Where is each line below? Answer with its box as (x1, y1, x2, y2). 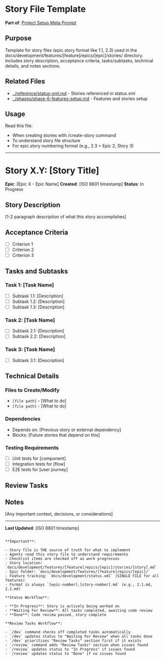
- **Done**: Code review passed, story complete (5, 613, 107, 618)
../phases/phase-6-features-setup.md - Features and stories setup (12, 95, 148, 102)
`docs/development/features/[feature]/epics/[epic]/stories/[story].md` (5, 565, 157, 570)
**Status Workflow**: (5, 595, 50, 600)
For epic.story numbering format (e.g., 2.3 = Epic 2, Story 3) (12, 143, 134, 149)
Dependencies (5, 415, 41, 422)
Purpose (5, 34, 32, 42)
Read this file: (5, 123, 33, 129)
